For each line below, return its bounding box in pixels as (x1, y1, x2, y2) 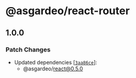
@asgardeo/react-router (5, 4, 130, 18)
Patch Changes (5, 45, 51, 54)
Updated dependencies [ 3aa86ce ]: (14, 58, 97, 66)
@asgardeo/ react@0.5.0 (23, 65, 84, 72)
